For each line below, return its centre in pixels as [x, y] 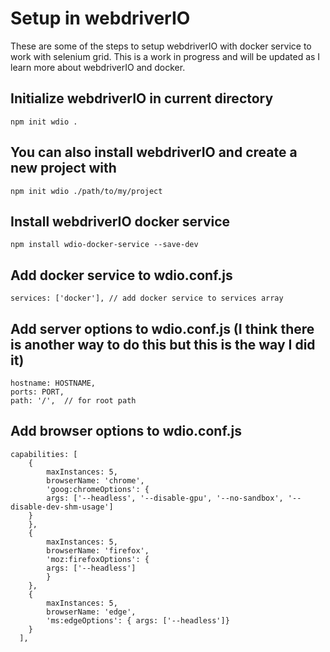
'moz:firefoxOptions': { [98, 559]
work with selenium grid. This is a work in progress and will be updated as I [165, 56]
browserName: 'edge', [91, 612]
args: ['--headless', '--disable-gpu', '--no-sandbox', [165, 498]
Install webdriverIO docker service [120, 221]
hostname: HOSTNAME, [53, 383]
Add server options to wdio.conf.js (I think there [162, 328]
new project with [63, 168]
